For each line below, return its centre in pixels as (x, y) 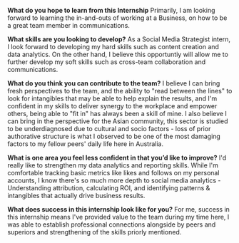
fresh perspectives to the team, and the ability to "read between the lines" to (120, 91)
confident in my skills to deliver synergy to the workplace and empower (112, 106)
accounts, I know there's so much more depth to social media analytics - (114, 180)
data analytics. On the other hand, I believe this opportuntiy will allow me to (118, 54)
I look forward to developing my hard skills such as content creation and (113, 47)
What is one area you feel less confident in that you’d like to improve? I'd (117, 157)
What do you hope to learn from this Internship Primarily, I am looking (111, 10)
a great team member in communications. (69, 25)
